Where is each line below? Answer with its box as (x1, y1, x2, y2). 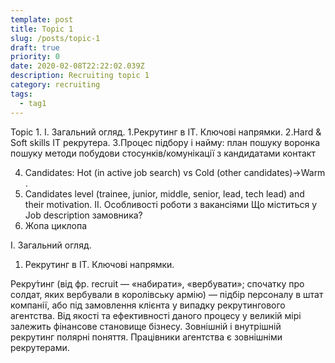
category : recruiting (10, 80, 101, 90)
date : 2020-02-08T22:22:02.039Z (10, 61, 145, 71)
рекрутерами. (10, 341, 70, 353)
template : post (10, 14, 74, 25)
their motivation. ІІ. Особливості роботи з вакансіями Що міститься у (24, 198, 318, 210)
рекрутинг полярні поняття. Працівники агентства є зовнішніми (10, 331, 283, 343)
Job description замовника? (24, 209, 143, 221)
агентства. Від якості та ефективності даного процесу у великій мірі (10, 309, 302, 321)
